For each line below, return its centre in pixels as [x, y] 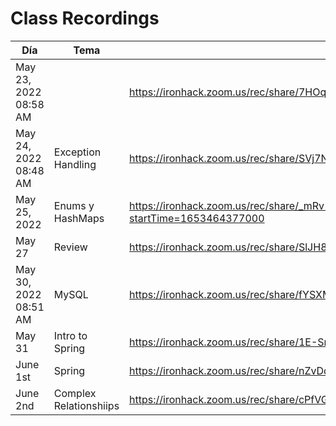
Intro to [70, 335]
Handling [75, 164]
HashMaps [79, 218]
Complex [75, 393]
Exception [77, 152]
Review [70, 247]
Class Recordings [85, 18]
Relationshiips [86, 405]
